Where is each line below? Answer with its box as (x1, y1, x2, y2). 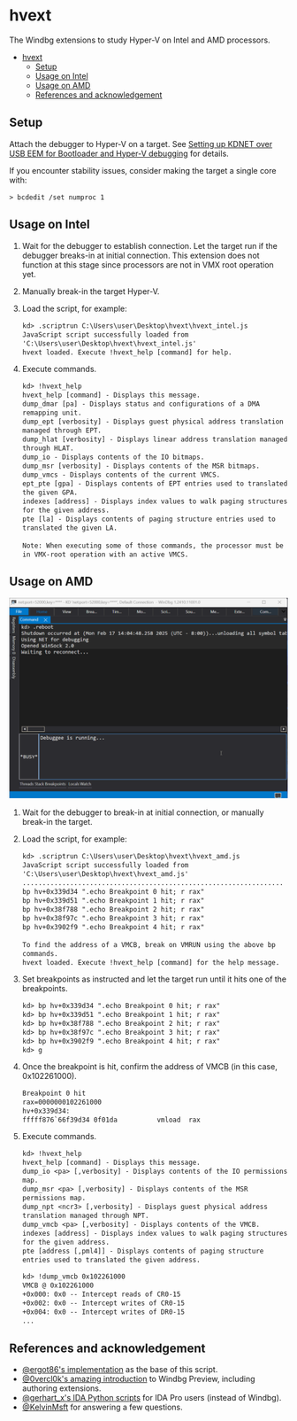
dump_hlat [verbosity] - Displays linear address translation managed (21, 435, 288, 444)
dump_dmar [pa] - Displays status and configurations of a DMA (21, 400, 261, 408)
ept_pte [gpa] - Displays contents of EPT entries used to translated (21, 479, 288, 488)
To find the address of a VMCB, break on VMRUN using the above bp (21, 941, 276, 950)
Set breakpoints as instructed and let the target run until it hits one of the (21, 974, 287, 984)
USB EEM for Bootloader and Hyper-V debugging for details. (9, 148, 230, 159)
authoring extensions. (21, 1383, 102, 1394)
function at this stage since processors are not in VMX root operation (21, 259, 274, 270)
